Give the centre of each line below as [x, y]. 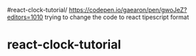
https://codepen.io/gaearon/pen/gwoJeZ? [128, 10]
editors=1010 [25, 17]
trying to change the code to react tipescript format [116, 17]
